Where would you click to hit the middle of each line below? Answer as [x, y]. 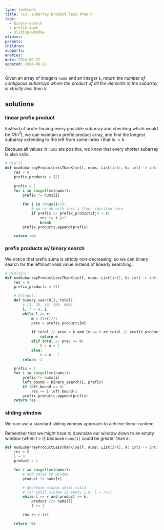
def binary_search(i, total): [45, 300]
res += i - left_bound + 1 [54, 391]
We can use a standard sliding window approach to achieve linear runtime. [80, 423]
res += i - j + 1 [53, 218]
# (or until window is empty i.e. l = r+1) [67, 492]
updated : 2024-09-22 [26, 64]
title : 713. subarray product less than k [49, 14]
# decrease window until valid [54, 487]
